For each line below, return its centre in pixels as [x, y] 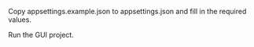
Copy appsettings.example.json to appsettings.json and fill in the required [127, 11]
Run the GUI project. [41, 35]
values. [20, 20]
